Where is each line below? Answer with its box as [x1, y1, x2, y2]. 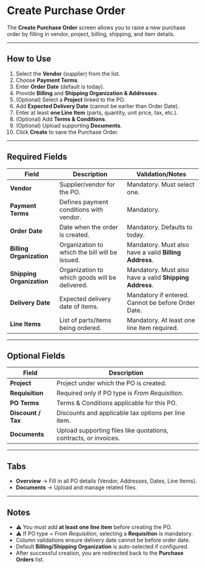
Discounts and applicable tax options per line [56, 409, 185, 417]
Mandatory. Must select [127, 180, 195, 189]
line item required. [127, 323, 179, 332]
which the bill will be [59, 248, 117, 256]
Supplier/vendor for [59, 180, 115, 189]
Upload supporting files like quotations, [56, 426, 169, 435]
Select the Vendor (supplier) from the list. [15, 70, 120, 77]
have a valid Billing [127, 248, 181, 256]
